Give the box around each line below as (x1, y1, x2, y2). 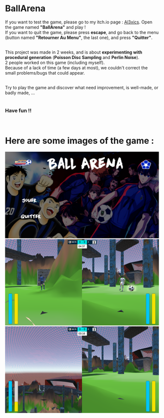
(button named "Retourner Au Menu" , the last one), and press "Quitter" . (5, 35, 153, 40)
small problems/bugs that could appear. (5, 70, 85, 76)
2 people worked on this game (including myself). (5, 60, 105, 65)
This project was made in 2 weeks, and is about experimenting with (5, 49, 143, 55)
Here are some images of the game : (5, 135, 154, 146)
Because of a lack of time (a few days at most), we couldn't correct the (5, 64, 148, 71)
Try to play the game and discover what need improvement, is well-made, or (5, 84, 159, 90)
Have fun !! (5, 107, 32, 114)
